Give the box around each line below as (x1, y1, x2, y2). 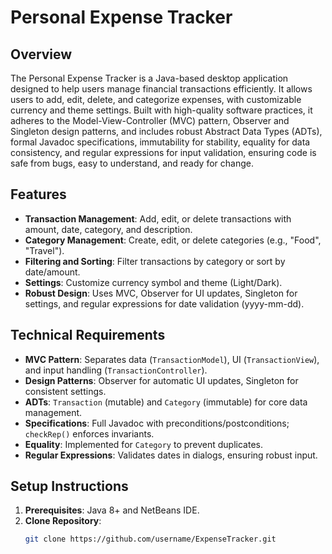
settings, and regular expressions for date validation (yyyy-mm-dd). (24, 297, 305, 310)
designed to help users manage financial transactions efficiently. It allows (10, 83, 313, 95)
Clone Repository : (24, 515, 102, 527)
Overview (10, 46, 73, 63)
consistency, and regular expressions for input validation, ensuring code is (10, 147, 317, 158)
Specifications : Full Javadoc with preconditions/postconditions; (24, 417, 290, 429)
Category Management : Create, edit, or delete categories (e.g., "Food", (24, 234, 322, 246)
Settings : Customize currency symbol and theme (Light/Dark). (24, 276, 283, 288)
